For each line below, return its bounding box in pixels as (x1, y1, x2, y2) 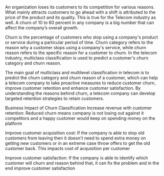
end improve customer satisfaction (5, 165, 75, 171)
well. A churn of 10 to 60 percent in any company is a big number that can (5, 20, 154, 25)
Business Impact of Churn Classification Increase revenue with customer (5, 105, 152, 111)
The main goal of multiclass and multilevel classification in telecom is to (5, 70, 149, 75)
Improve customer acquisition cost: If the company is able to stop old (5, 130, 144, 136)
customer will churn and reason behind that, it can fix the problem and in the (5, 160, 160, 166)
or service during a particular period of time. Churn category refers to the (5, 39, 153, 45)
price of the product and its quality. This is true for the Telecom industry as (5, 15, 156, 20)
